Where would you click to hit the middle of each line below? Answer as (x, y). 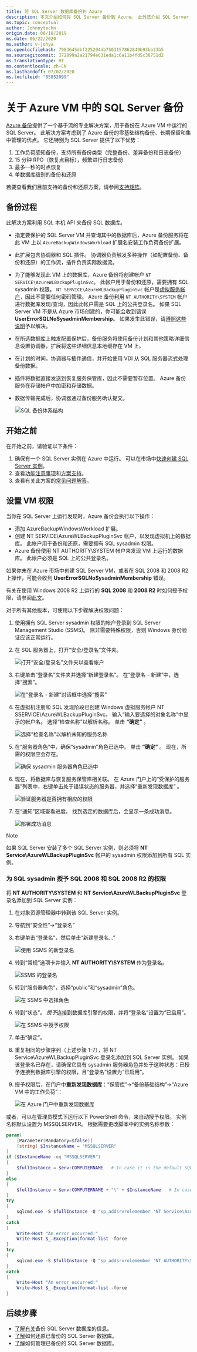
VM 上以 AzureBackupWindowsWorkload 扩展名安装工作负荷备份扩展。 (103, 242)
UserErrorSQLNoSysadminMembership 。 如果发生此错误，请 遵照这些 (100, 318)
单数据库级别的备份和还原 (45, 174)
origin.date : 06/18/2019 (36, 33)
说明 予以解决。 (33, 326)
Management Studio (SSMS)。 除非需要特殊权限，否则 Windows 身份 (98, 630)
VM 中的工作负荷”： (39, 1092)
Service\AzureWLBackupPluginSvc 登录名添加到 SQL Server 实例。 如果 (102, 1057)
